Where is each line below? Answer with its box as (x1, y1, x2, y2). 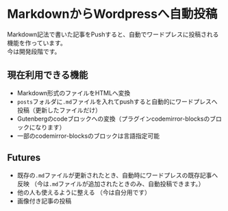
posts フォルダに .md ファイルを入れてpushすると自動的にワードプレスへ (16, 97, 218, 105)
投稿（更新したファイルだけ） (16, 105, 101, 114)
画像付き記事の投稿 (16, 197, 72, 205)
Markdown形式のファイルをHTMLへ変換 (16, 88, 131, 97)
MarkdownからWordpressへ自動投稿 (7, 6, 218, 22)
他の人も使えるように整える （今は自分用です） (16, 188, 151, 196)
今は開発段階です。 (7, 47, 61, 55)
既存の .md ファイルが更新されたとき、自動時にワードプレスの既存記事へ (16, 171, 218, 179)
